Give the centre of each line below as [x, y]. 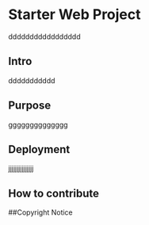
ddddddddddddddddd [44, 36]
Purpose [30, 106]
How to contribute [54, 193]
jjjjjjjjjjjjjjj [21, 169]
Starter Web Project [74, 15]
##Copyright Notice [40, 212]
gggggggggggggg [38, 124]
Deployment [39, 149]
